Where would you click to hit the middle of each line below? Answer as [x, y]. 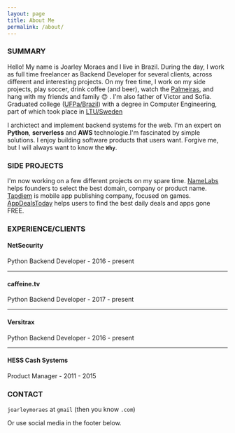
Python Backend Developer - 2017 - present [71, 300]
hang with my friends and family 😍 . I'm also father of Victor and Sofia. [109, 96]
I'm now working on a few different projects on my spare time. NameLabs [113, 180]
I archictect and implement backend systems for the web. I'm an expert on [114, 125]
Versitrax [21, 322]
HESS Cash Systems [38, 360]
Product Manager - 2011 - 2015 [52, 375]
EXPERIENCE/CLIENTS [47, 229]
